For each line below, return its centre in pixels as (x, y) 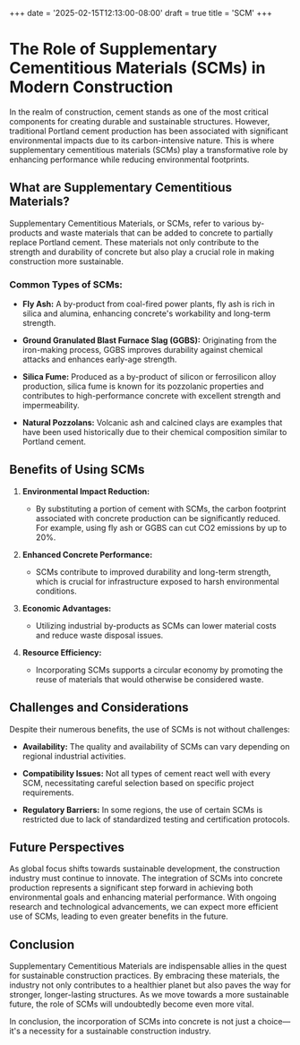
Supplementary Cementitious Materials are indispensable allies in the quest (148, 966)
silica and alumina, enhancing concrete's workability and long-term (146, 313)
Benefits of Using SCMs (77, 470)
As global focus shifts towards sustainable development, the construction (145, 869)
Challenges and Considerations (99, 708)
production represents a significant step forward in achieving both (131, 888)
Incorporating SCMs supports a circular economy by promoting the (159, 670)
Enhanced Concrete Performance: (87, 554)
